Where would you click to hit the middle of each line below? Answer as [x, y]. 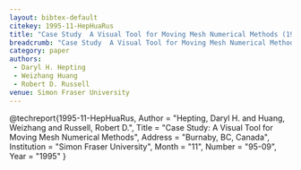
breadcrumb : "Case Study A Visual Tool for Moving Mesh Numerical [138, 42]
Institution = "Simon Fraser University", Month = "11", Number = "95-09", [143, 146]
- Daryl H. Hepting [50, 68]
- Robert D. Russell [52, 84]
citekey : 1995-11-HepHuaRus [62, 26]
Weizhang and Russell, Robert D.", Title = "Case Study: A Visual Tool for [141, 127]
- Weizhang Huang [45, 76]
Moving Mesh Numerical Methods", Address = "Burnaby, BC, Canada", [140, 137]
